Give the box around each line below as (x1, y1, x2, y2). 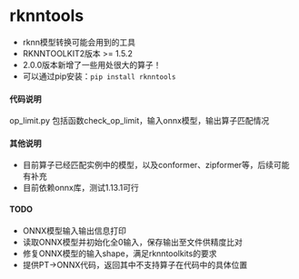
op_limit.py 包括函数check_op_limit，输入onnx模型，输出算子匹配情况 (9, 115, 270, 126)
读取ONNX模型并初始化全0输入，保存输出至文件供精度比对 (22, 236, 243, 247)
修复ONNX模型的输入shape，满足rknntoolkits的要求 (22, 247, 217, 259)
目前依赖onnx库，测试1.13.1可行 (22, 183, 139, 194)
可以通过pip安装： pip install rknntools (22, 70, 176, 82)
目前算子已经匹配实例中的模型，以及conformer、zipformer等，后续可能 (22, 160, 290, 171)
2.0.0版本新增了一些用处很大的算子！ (22, 59, 162, 70)
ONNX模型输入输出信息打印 (22, 224, 127, 236)
